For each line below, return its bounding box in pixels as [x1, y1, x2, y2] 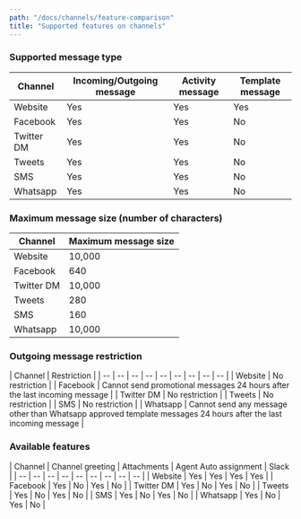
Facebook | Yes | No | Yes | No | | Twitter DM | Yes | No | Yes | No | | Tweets [9, 479, 289, 490]
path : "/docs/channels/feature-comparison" [9, 13, 175, 22]
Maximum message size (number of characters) [9, 212, 223, 224]
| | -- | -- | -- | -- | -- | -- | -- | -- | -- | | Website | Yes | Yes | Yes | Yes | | [9, 471, 273, 481]
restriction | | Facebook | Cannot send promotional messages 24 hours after [9, 380, 290, 391]
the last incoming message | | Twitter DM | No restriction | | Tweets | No [9, 390, 274, 400]
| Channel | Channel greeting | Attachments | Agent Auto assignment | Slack [9, 461, 289, 471]
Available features [9, 441, 90, 453]
